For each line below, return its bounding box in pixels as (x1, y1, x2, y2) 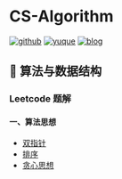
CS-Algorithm (9, 6, 114, 27)
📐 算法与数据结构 (9, 64, 102, 79)
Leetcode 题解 (9, 93, 71, 105)
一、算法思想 (9, 116, 56, 126)
